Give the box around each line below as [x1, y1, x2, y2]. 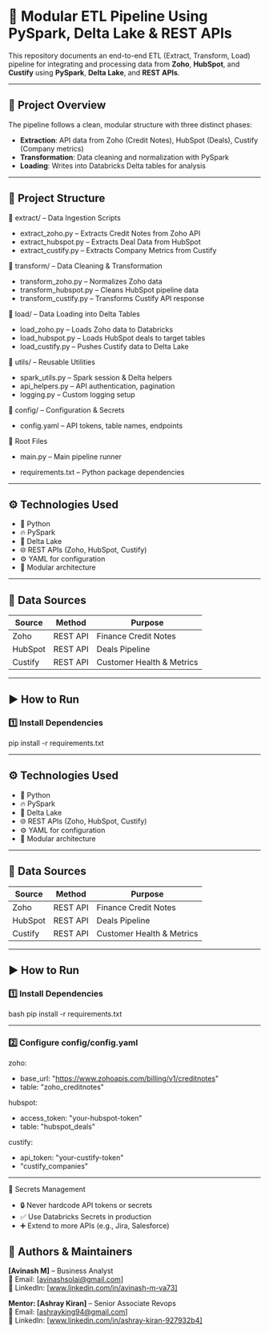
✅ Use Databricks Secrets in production [19, 1212, 152, 1222]
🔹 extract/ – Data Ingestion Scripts [8, 212, 122, 223]
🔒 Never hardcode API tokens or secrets [19, 1201, 153, 1210]
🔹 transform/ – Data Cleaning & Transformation [8, 260, 163, 271]
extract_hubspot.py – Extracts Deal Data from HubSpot [19, 236, 202, 247]
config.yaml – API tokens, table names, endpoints [19, 421, 183, 430]
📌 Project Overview [8, 99, 106, 112]
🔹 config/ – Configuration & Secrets [8, 405, 126, 415]
